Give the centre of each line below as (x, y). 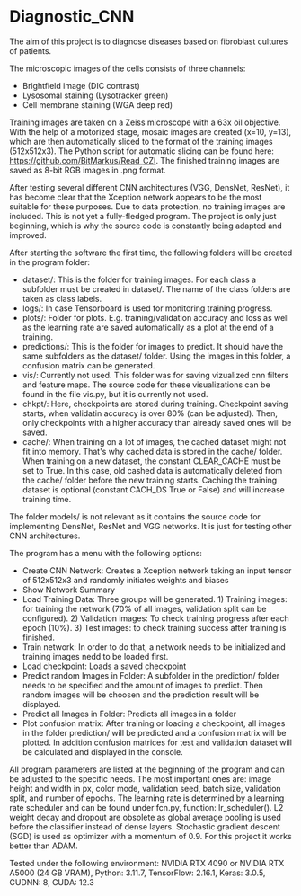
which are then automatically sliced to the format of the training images (141, 141)
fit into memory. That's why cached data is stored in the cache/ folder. (152, 451)
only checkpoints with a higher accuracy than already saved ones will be (157, 422)
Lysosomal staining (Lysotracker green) (95, 95)
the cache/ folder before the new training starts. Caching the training (150, 480)
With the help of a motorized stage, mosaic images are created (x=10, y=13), (150, 131)
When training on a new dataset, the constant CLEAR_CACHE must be (151, 461)
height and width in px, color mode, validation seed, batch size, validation (145, 788)
